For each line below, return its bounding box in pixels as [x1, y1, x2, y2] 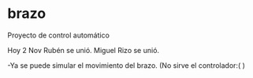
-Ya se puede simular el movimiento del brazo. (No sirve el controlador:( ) [7, 60, 246, 70]
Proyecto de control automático [7, 30, 110, 40]
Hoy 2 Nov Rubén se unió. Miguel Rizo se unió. [7, 45, 159, 55]
